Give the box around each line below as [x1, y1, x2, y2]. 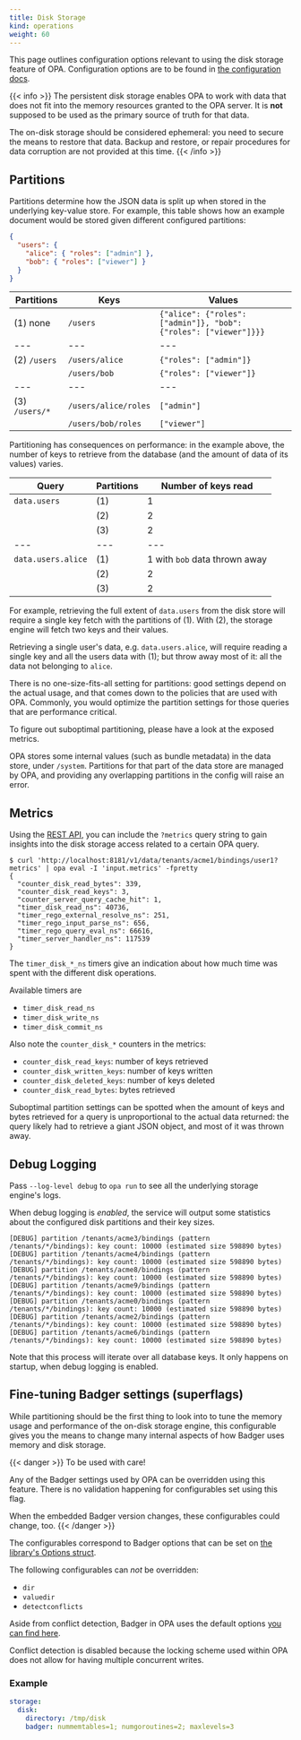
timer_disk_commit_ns [21, 1023, 103, 1032]
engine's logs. [9, 1190, 61, 1201]
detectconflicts [21, 1602, 83, 1611]
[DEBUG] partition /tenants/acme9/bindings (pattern [9, 1281, 211, 1290]
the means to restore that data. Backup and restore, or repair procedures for [9, 136, 291, 148]
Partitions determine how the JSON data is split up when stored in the [9, 196, 267, 207]
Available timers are [9, 985, 82, 995]
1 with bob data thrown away [147, 553, 267, 565]
